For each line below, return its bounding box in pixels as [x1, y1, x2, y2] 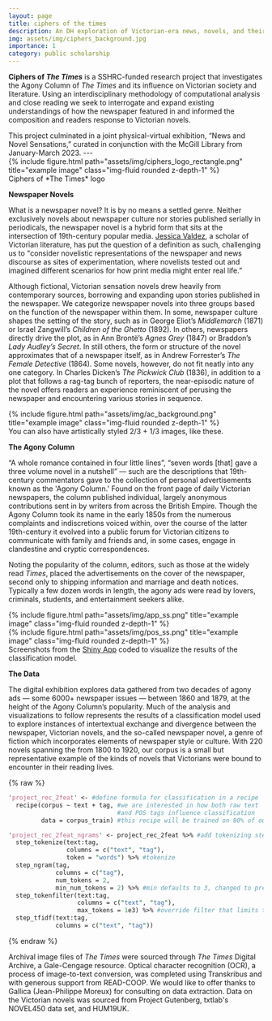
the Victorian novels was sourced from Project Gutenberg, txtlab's [8, 995, 229, 1005]
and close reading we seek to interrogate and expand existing [8, 98, 215, 107]
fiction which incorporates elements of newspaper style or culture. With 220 [8, 736, 263, 746]
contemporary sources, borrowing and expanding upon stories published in [8, 290, 261, 299]
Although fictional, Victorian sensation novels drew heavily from [8, 282, 221, 291]
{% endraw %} [8, 936, 58, 946]
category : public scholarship [8, 50, 111, 58]
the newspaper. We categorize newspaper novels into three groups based [8, 299, 255, 308]
